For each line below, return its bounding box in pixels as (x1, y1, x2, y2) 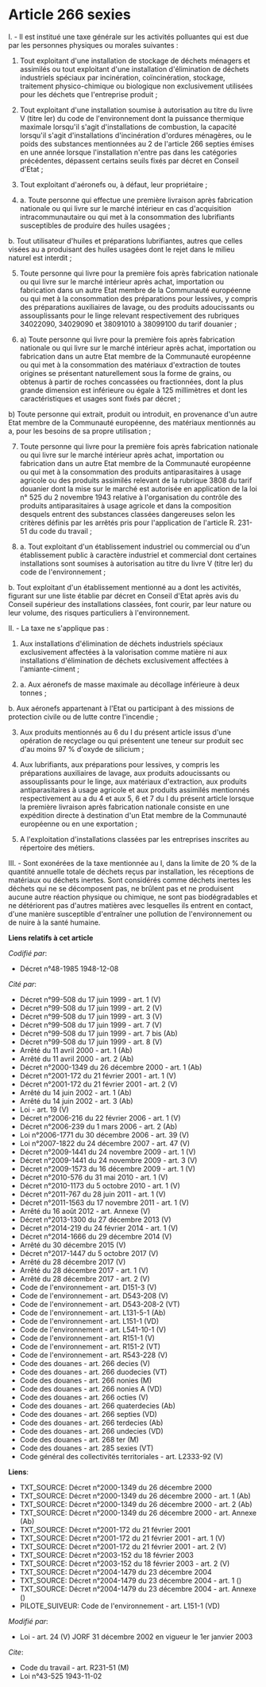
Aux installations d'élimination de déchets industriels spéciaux (19, 639, 224, 648)
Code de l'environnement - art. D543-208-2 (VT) (19, 1299, 180, 1309)
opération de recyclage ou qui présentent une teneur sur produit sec (19, 735, 244, 746)
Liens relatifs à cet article (8, 933, 94, 942)
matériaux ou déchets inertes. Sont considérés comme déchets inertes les (8, 875, 252, 885)
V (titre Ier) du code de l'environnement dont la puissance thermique (19, 113, 245, 123)
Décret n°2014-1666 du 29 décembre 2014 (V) (19, 1231, 172, 1241)
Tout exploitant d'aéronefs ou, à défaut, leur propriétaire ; (19, 179, 208, 189)
